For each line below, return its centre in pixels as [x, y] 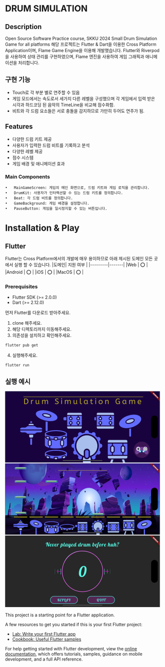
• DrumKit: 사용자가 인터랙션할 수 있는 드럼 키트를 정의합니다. [64, 193]
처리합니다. [29, 63]
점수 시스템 [23, 157]
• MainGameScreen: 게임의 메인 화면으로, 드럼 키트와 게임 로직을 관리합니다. [77, 188]
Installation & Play [42, 228]
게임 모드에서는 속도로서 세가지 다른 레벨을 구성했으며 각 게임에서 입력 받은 [84, 98]
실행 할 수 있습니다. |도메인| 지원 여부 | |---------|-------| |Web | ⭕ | [81, 264]
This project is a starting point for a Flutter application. [60, 615]
